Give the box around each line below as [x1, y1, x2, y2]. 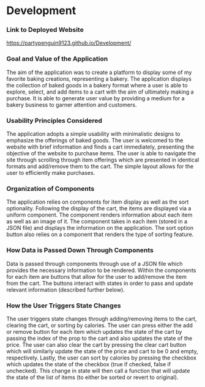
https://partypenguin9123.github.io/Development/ [6, 39, 132, 46]
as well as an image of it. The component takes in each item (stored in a [6, 218, 188, 225]
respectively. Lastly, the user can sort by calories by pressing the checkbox [6, 354, 197, 361]
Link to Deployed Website [6, 26, 84, 34]
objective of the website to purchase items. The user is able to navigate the [6, 150, 196, 157]
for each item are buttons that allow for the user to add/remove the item [6, 273, 187, 280]
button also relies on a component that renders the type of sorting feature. [6, 230, 194, 238]
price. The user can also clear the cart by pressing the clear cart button [6, 341, 187, 348]
